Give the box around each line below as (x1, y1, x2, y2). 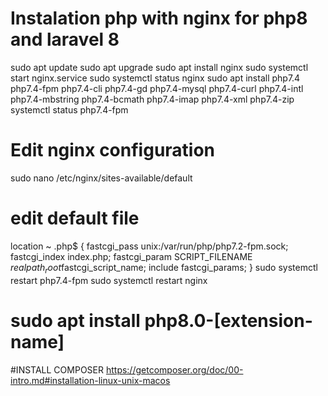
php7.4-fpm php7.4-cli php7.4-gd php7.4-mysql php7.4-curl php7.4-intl (10, 82, 304, 94)
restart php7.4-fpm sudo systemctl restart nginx (10, 274, 208, 286)
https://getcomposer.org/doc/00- (105, 363, 244, 376)
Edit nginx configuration (10, 139, 216, 162)
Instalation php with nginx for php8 (10, 7, 308, 30)
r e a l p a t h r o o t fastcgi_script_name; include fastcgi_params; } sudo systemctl (10, 261, 318, 276)
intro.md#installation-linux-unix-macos (10, 374, 171, 386)
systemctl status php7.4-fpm (10, 103, 129, 116)
